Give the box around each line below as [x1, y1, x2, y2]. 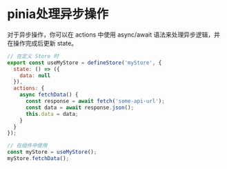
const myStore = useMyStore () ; [7, 149, 97, 156]
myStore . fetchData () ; [7, 155, 70, 162]
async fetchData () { [19, 91, 79, 99]
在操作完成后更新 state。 [7, 39, 78, 47]
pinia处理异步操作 [7, 6, 109, 22]
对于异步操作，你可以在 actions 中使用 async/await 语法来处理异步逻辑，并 [7, 30, 221, 39]
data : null [19, 72, 51, 79]
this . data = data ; [25, 110, 79, 117]
